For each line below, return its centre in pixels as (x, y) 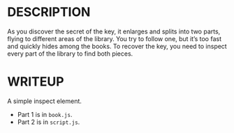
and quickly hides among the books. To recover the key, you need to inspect (117, 46)
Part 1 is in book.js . (45, 114)
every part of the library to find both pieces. (70, 54)
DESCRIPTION (49, 12)
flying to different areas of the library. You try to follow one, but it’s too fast (115, 38)
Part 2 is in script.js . (49, 122)
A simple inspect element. (45, 101)
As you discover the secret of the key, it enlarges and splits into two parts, (114, 31)
